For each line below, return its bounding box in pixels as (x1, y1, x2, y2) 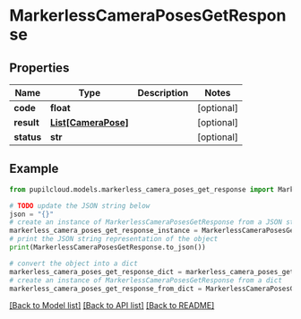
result (13, 116, 40, 128)
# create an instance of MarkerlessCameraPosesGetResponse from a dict (9, 275, 282, 285)
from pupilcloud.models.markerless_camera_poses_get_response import (9, 185, 275, 194)
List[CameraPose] (49, 116, 130, 128)
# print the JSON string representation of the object (9, 235, 219, 244)
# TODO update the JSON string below (9, 201, 150, 211)
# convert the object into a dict (9, 259, 139, 268)
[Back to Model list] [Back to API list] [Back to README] (9, 300, 215, 311)
